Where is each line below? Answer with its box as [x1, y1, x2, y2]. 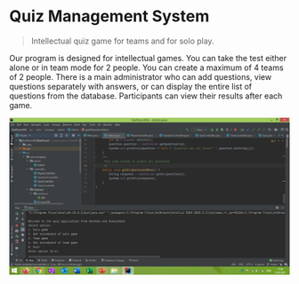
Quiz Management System [9, 6, 210, 27]
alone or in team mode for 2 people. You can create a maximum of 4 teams [9, 62, 284, 73]
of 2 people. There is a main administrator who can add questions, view [9, 71, 272, 82]
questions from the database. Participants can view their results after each [9, 91, 283, 101]
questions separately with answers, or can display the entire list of [9, 81, 253, 91]
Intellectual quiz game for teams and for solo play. [30, 35, 215, 46]
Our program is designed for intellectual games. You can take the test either [9, 52, 287, 63]
